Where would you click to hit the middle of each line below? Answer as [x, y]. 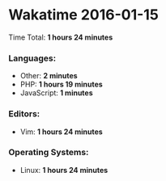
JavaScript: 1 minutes [56, 93]
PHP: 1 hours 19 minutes [61, 84]
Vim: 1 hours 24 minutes [61, 132]
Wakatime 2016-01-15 [84, 15]
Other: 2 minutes [49, 76]
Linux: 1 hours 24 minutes [64, 170]
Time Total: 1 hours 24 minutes [61, 37]
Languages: [32, 58]
